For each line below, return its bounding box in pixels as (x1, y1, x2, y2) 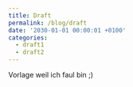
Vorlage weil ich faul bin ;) (8, 70, 94, 79)
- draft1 (15, 41, 45, 49)
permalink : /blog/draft (8, 19, 88, 27)
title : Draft (8, 11, 52, 20)
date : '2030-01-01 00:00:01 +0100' (8, 26, 127, 34)
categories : (8, 33, 48, 42)
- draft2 (15, 48, 45, 56)
